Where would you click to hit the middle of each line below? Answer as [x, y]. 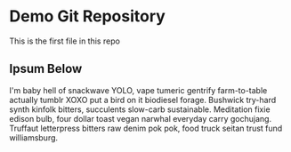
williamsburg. [34, 137]
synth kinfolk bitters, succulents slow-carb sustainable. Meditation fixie [140, 109]
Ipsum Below [46, 69]
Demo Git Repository [88, 16]
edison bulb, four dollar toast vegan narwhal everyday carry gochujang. [141, 118]
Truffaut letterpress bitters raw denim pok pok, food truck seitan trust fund [146, 128]
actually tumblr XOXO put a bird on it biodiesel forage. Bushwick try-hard [143, 100]
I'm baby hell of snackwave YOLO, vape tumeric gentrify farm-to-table [138, 90]
